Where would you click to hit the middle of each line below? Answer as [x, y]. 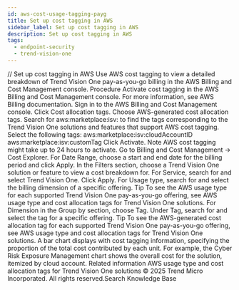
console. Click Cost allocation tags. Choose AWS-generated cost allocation [118, 112]
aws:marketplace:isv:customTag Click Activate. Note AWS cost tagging [112, 142]
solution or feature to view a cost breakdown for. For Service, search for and [119, 172]
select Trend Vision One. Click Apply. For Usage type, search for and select [118, 180]
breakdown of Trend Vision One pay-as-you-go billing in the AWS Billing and [119, 81]
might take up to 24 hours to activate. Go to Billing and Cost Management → [119, 150]
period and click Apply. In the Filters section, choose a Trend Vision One [113, 165]
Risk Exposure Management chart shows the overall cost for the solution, [115, 255]
